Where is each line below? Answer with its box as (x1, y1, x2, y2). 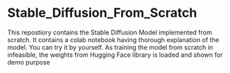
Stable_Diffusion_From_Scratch (7, 5, 197, 21)
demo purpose (7, 58, 51, 66)
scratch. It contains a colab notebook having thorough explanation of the (7, 35, 219, 44)
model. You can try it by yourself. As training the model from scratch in (7, 43, 214, 51)
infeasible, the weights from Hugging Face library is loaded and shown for (7, 51, 223, 59)
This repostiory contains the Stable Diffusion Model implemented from (7, 28, 212, 36)
